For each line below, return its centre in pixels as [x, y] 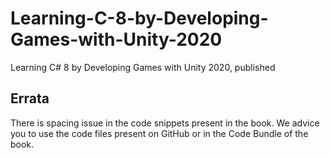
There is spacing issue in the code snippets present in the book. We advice [165, 123]
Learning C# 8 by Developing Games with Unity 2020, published [143, 67]
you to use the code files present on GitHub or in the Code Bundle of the [159, 133]
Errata [30, 98]
